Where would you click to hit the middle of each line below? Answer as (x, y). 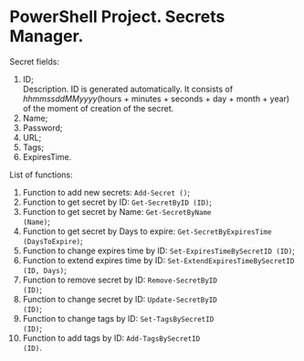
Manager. (47, 36)
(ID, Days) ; (44, 270)
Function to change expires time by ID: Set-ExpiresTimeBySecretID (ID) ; (158, 250)
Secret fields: (34, 61)
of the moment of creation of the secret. (98, 108)
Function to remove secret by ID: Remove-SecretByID (120, 280)
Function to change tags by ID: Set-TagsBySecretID (118, 318)
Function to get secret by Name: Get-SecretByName (117, 211)
